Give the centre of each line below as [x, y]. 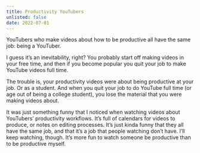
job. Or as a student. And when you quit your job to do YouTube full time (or [99, 88]
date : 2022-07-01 [28, 23]
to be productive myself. [36, 144]
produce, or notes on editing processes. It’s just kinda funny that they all [95, 125]
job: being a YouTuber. [34, 46]
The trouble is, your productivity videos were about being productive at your [100, 82]
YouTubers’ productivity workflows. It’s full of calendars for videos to [91, 118]
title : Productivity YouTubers [45, 12]
